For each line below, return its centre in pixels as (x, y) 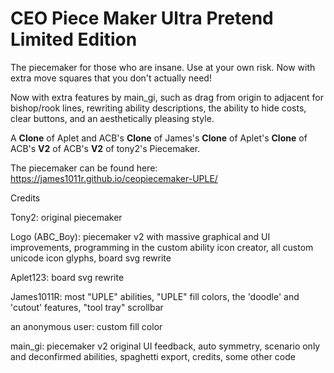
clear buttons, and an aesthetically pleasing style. (112, 118)
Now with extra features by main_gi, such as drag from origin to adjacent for (167, 97)
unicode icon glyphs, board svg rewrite (91, 258)
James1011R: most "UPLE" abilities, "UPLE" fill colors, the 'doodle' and (155, 296)
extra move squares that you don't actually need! (111, 78)
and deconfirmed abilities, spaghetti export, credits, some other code (153, 356)
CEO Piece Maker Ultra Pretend (142, 18)
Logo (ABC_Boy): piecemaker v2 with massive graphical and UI (140, 236)
